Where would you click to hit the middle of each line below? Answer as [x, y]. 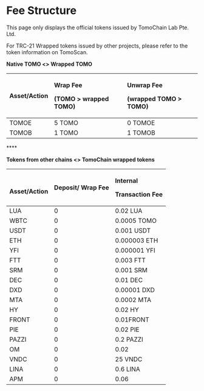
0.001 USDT [133, 230]
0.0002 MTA [133, 300]
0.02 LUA [129, 211]
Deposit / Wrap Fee [81, 188]
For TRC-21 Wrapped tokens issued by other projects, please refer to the [97, 46]
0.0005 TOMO [136, 220]
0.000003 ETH [137, 240]
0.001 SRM [131, 270]
